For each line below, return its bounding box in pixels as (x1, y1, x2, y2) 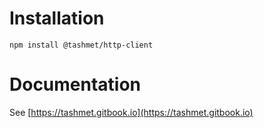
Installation (9, 7, 105, 30)
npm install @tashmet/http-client (9, 40, 154, 50)
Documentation (9, 73, 142, 96)
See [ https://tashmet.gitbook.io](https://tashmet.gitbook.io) (9, 106, 254, 118)
